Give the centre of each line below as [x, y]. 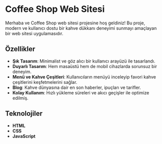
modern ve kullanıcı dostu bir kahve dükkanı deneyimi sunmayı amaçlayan [81, 28]
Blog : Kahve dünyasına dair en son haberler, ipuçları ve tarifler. [77, 87]
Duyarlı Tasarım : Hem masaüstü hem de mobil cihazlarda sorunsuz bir [85, 66]
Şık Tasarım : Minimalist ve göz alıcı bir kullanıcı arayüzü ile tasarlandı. [84, 61]
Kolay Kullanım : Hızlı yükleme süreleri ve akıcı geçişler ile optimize [81, 92]
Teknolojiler [24, 113]
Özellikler [20, 49]
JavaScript [24, 136]
